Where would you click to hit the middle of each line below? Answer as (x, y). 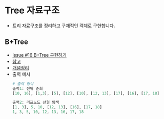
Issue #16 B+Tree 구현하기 (39, 55)
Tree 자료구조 (32, 10)
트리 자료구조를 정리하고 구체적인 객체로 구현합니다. (64, 26)
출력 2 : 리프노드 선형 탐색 (36, 103)
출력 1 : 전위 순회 (27, 88)
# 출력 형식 (23, 84)
